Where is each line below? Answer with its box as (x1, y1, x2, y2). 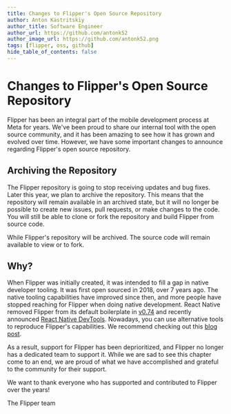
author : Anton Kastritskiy (7, 17, 85, 23)
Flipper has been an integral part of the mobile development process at (7, 115, 209, 124)
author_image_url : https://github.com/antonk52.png (7, 36, 159, 43)
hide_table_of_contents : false (7, 49, 97, 56)
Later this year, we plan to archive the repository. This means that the (7, 190, 204, 198)
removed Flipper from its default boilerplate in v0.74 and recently (7, 308, 192, 316)
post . (7, 330, 22, 338)
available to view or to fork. (7, 240, 85, 249)
